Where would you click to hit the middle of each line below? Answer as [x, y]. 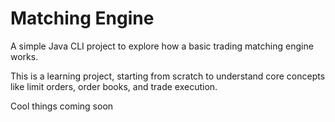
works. [24, 56]
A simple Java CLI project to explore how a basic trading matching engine [162, 46]
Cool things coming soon [62, 106]
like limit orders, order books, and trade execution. [114, 86]
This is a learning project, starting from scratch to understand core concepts [168, 76]
